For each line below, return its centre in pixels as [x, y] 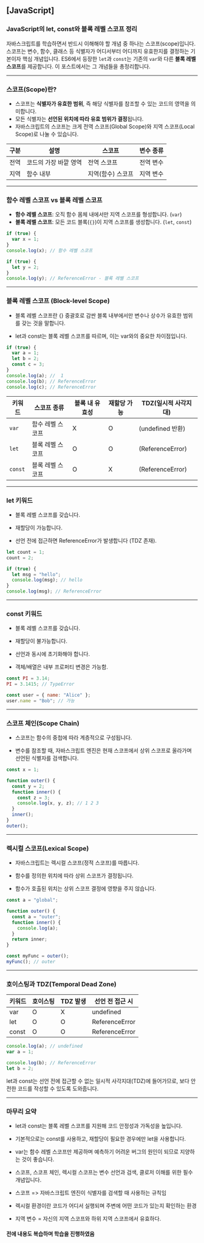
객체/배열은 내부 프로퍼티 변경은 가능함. [61, 667]
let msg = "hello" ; [36, 574]
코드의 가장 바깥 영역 [54, 162]
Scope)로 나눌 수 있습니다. [47, 134]
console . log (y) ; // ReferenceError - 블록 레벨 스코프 [73, 279]
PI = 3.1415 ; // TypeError [40, 684]
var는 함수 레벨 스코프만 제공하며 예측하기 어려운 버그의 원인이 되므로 [97, 1151]
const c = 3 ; [28, 364]
